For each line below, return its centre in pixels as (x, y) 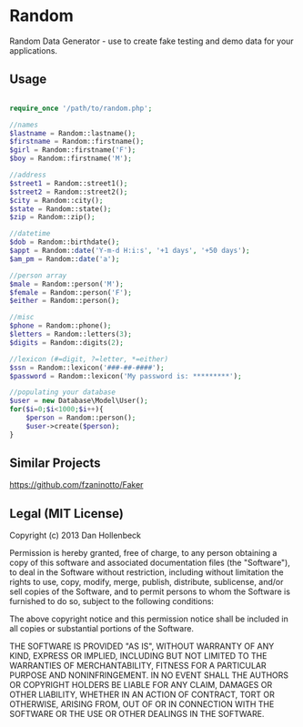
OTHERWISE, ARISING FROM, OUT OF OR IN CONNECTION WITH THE (142, 704)
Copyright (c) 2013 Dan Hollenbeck (76, 535)
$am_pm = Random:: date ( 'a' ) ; (65, 259)
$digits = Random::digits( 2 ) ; (67, 342)
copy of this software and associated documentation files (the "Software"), (150, 563)
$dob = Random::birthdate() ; (65, 242)
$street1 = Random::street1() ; (69, 183)
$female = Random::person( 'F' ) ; (71, 292)
